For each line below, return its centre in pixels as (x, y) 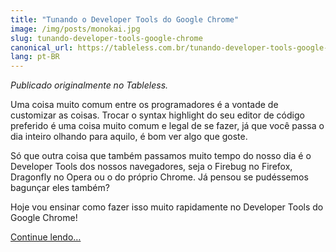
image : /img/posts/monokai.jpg (75, 29)
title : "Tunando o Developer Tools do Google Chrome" (125, 19)
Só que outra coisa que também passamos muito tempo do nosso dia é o (161, 156)
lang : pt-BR (35, 57)
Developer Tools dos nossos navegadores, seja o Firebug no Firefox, (151, 167)
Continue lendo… (46, 237)
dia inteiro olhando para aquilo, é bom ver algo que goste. (129, 137)
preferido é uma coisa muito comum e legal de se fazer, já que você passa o (167, 126)
